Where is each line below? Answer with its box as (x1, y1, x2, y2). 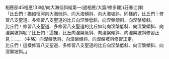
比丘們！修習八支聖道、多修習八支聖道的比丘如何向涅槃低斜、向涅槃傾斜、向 (5, 23, 164, 29)
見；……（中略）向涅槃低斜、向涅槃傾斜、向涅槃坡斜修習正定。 (5, 36, 137, 42)
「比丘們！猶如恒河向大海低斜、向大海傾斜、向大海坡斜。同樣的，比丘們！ (5, 11, 159, 17)
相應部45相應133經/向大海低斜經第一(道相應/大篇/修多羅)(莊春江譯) (5, 5, 144, 10)
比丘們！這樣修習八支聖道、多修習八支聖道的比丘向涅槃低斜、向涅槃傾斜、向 (5, 42, 164, 48)
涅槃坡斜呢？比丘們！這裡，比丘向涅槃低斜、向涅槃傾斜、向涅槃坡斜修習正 (5, 30, 159, 35)
